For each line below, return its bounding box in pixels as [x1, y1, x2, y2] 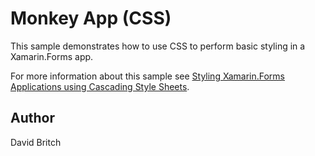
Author [10, 110, 55, 127]
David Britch [10, 136, 62, 148]
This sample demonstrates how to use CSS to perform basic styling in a [10, 40, 306, 52]
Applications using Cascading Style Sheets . [10, 80, 190, 92]
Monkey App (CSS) [10, 7, 172, 30]
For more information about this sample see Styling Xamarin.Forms [10, 70, 286, 82]
